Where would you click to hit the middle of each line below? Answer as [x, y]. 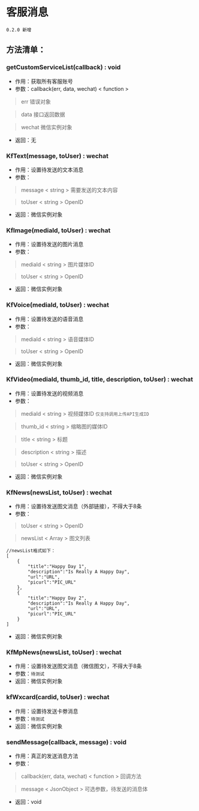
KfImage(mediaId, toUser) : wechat [58, 230]
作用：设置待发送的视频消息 [49, 393]
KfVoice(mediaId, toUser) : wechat [58, 305]
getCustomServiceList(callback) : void [64, 67]
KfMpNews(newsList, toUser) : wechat [64, 652]
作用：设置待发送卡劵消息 [46, 711]
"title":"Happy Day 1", [57, 567]
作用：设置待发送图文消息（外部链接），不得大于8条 [78, 507]
